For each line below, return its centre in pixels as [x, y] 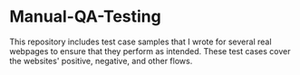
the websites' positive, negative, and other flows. [101, 61]
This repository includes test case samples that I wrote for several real [140, 42]
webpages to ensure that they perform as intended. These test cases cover [150, 51]
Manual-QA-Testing [85, 17]
